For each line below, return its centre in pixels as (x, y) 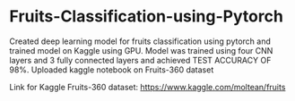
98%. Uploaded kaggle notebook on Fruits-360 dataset (112, 70)
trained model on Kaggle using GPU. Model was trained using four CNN (141, 50)
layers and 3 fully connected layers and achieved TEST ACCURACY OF (140, 60)
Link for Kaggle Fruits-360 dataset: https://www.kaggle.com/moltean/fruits (147, 87)
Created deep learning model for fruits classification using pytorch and (140, 41)
